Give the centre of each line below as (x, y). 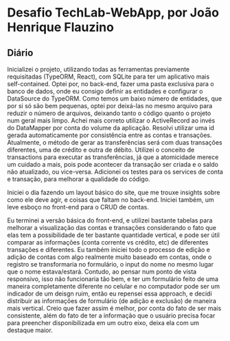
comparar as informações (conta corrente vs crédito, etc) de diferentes (108, 242)
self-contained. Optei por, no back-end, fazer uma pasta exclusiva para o (111, 84)
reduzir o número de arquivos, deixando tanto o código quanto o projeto (109, 113)
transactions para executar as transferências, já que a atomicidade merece (113, 157)
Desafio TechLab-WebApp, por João (113, 13)
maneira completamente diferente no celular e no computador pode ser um (114, 286)
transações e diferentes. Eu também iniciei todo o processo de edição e (109, 250)
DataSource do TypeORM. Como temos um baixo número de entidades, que (115, 99)
